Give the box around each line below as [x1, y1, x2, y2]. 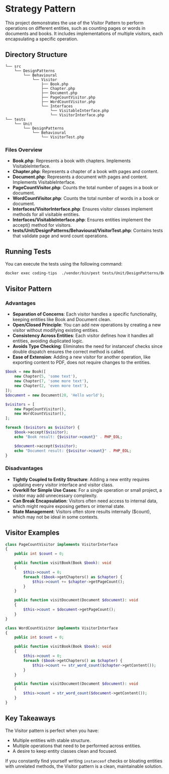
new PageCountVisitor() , [14, 406, 66, 411]
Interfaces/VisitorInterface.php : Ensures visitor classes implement [12, 206, 153, 212]
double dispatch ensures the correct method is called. [12, 349, 125, 355]
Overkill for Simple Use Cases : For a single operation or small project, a [12, 487, 162, 493]
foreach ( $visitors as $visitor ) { [5, 425, 80, 430]
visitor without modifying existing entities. [12, 327, 99, 333]
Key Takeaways [5, 714, 56, 723]
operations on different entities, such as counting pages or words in [5, 25, 146, 31]
